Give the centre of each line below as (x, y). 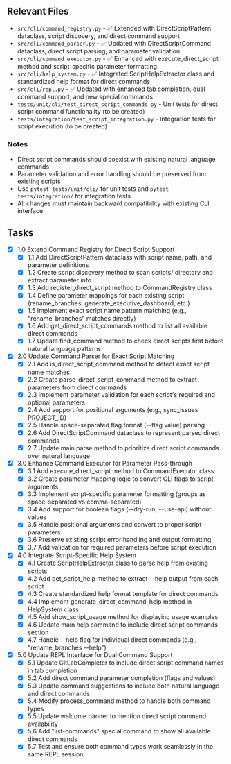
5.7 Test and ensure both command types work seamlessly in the (120, 747)
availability (43, 724)
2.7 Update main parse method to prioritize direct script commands (123, 448)
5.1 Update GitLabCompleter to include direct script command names (126, 663)
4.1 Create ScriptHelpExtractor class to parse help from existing (118, 563)
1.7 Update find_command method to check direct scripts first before (126, 341)
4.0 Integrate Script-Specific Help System (76, 555)
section (38, 632)
